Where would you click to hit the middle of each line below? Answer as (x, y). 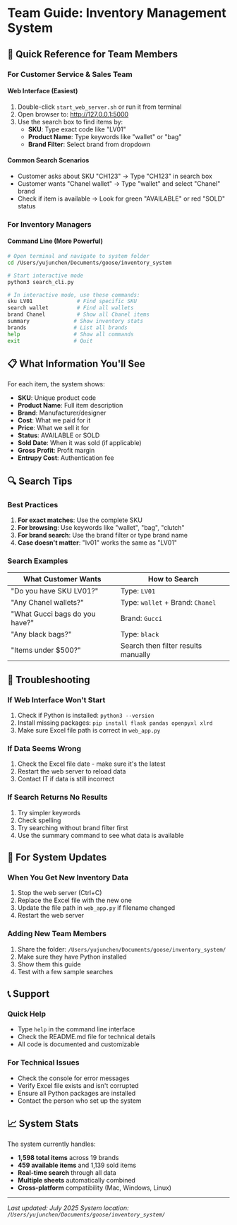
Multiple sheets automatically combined (77, 1180)
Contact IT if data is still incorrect (66, 779)
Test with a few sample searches (65, 971)
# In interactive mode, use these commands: (74, 295)
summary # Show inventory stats (75, 321)
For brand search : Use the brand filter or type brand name (103, 535)
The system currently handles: (51, 1144)
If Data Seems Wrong (44, 748)
